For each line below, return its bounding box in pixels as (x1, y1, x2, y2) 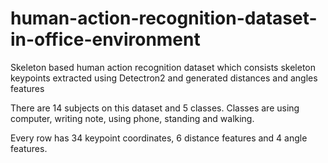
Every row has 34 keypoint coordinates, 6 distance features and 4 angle (10, 132, 308, 144)
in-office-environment (10, 28, 201, 51)
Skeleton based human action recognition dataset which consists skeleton (10, 61, 317, 73)
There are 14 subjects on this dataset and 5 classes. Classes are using (10, 102, 300, 114)
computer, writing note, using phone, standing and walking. (10, 112, 255, 124)
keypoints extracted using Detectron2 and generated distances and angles (10, 72, 318, 84)
